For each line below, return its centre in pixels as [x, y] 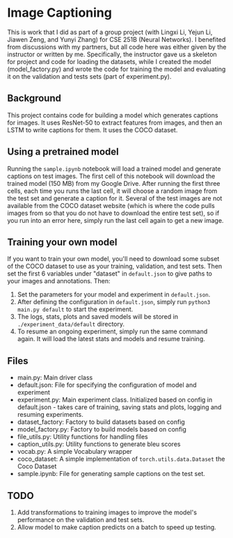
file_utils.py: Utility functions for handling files [82, 437]
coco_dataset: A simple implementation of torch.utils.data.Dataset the [121, 459]
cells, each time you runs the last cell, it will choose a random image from [112, 191]
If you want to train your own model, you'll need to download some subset [113, 259]
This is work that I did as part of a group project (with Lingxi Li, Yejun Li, [110, 32]
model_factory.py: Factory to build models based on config [102, 429]
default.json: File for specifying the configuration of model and [107, 385]
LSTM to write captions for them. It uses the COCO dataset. [93, 129]
